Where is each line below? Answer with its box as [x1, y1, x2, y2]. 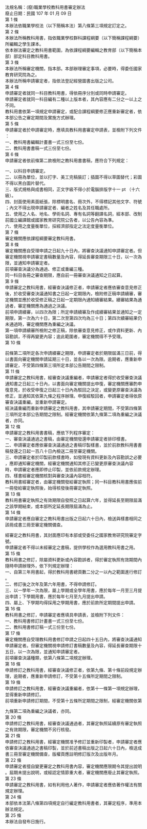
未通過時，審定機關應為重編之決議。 [5, 321, 78, 327]
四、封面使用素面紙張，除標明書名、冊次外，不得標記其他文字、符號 [5, 199, 142, 205]
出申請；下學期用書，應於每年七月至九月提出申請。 [5, 594, 108, 599]
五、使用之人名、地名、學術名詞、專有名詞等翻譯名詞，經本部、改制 [5, 211, 142, 217]
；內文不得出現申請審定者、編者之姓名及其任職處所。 [5, 205, 112, 210]
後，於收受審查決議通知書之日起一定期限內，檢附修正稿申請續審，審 [5, 291, 142, 296]
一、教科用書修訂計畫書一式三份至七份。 [5, 618, 86, 624]
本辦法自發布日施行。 [5, 819, 48, 824]
